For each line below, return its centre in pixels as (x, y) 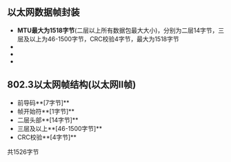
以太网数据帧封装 (43, 12)
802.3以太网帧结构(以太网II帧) (72, 85)
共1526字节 (23, 152)
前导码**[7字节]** (43, 103)
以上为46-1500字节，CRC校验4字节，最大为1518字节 (104, 39)
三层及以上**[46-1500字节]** (59, 128)
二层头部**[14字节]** (48, 120)
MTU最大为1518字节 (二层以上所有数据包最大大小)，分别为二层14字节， (118, 30)
